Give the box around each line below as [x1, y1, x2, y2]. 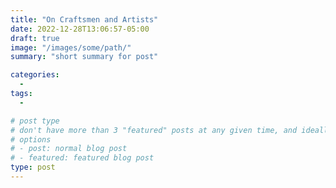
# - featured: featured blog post [10, 153, 155, 163]
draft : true [10, 33, 60, 43]
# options [10, 134, 52, 145]
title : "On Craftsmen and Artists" [10, 14, 159, 25]
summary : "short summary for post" [10, 52, 159, 62]
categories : [10, 70, 60, 80]
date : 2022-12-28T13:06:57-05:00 [10, 24, 150, 34]
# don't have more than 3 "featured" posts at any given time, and [10, 125, 298, 135]
